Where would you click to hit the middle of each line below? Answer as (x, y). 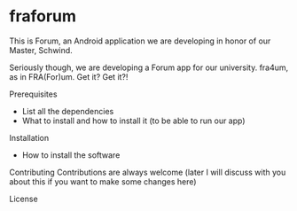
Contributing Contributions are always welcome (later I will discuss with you (148, 172)
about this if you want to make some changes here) (103, 181)
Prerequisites (33, 94)
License (23, 199)
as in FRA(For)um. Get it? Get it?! (69, 76)
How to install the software (71, 155)
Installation (29, 137)
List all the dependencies (68, 111)
